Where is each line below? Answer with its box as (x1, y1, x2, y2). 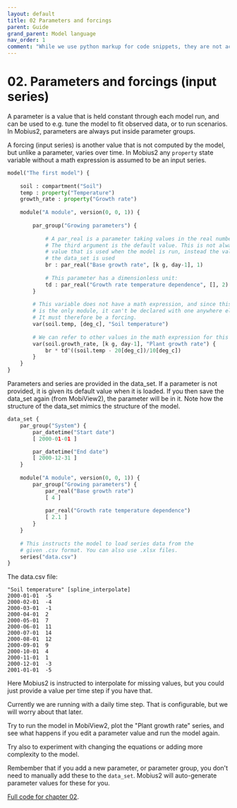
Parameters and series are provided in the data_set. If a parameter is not (7, 380, 217, 388)
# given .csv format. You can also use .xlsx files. (20, 546, 178, 554)
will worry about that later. (7, 708, 83, 716)
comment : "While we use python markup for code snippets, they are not (7, 43, 222, 50)
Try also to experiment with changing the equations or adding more (7, 743, 203, 751)
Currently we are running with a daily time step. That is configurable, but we (7, 701, 228, 709)
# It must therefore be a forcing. (32, 314, 138, 322)
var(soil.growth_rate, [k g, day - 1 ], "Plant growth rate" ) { (32, 340, 217, 347)
